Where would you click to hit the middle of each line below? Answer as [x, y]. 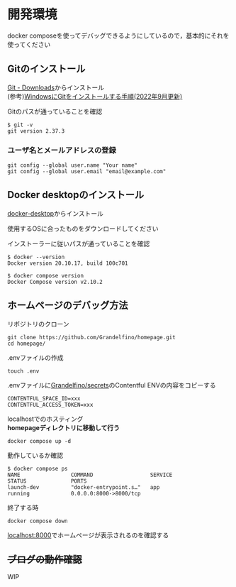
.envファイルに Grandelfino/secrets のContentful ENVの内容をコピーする [112, 385]
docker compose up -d [39, 441]
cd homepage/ [27, 344]
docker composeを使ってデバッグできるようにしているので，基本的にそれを [118, 35]
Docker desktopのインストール [76, 195]
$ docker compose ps [38, 468]
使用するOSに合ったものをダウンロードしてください [83, 229]
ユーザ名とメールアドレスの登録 [62, 150]
